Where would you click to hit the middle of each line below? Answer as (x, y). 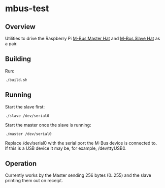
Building (18, 59)
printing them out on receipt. (34, 181)
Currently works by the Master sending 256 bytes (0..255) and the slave (78, 175)
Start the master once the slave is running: (48, 125)
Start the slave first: (25, 107)
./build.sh (16, 80)
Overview (20, 27)
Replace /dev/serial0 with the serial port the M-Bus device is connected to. (81, 143)
